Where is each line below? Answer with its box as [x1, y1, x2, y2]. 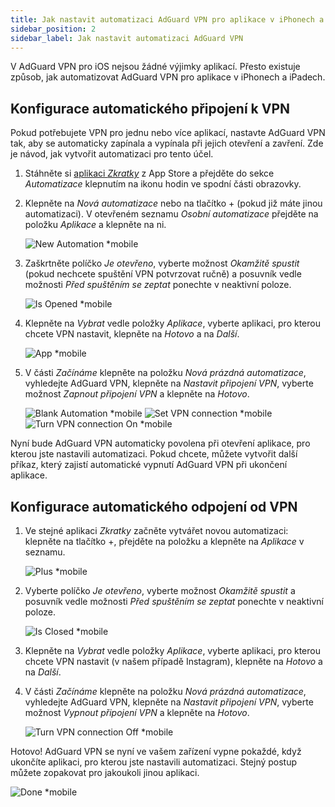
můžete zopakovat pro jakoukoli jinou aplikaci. [10, 767, 200, 778]
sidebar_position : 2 [10, 24, 97, 34]
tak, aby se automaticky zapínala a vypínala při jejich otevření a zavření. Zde [10, 137, 324, 150]
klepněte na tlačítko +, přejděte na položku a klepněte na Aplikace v [24, 536, 305, 547]
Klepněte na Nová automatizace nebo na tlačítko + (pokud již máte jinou [24, 197, 323, 210]
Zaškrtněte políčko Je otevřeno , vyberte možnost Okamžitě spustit [24, 257, 300, 270]
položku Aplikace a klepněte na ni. [24, 219, 167, 231]
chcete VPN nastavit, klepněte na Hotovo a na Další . [24, 328, 240, 340]
